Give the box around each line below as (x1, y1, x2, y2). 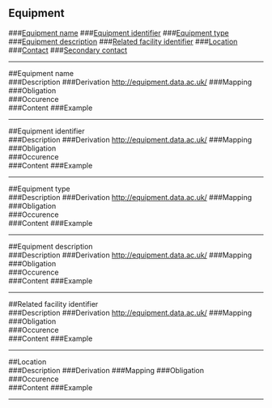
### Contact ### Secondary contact (8, 45, 128, 55)
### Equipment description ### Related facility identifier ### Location (8, 36, 238, 46)
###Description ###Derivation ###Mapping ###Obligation (8, 365, 205, 375)
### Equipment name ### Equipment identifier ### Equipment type (8, 28, 229, 37)
